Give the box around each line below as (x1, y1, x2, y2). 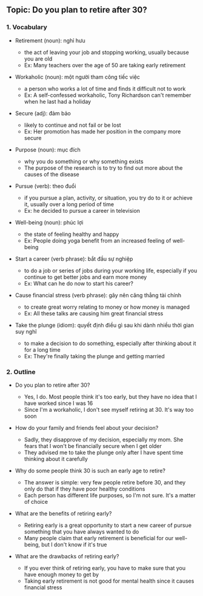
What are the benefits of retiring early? (15, 509, 112, 517)
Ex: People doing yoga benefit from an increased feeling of (24, 236, 171, 244)
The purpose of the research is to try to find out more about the (24, 164, 183, 172)
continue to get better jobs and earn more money (24, 273, 147, 281)
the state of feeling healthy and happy (24, 230, 119, 238)
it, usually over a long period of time (24, 200, 114, 208)
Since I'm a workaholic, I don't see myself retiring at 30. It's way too (24, 406, 194, 413)
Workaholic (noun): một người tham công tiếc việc (15, 73, 141, 81)
